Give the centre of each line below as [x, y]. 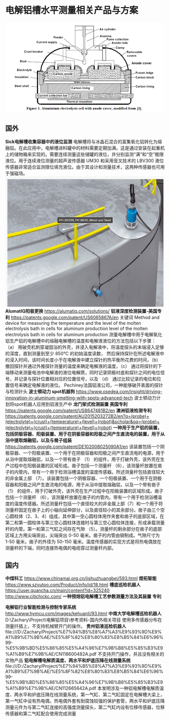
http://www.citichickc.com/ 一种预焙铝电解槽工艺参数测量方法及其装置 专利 [83, 596]
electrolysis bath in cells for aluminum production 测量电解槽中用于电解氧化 [84, 334]
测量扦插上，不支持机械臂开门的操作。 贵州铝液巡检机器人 [66, 626]
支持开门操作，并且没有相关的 [133, 654]
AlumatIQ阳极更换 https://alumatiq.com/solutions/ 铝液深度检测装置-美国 [81, 311]
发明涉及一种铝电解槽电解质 [131, 688]
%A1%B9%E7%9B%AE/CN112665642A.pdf [51, 688]
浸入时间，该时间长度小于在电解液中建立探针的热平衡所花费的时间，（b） [85, 360]
